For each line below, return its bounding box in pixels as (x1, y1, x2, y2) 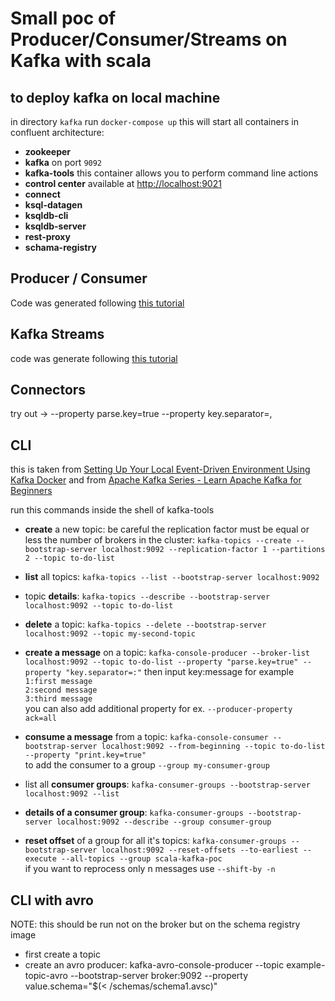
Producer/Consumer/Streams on (10, 28, 288, 51)
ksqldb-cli (24, 210, 69, 221)
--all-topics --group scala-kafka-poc (61, 854, 223, 864)
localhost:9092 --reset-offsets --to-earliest (101, 845, 299, 856)
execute (24, 854, 57, 864)
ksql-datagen (24, 199, 83, 211)
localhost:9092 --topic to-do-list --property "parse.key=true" (24, 657, 299, 667)
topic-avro (24, 970, 68, 982)
